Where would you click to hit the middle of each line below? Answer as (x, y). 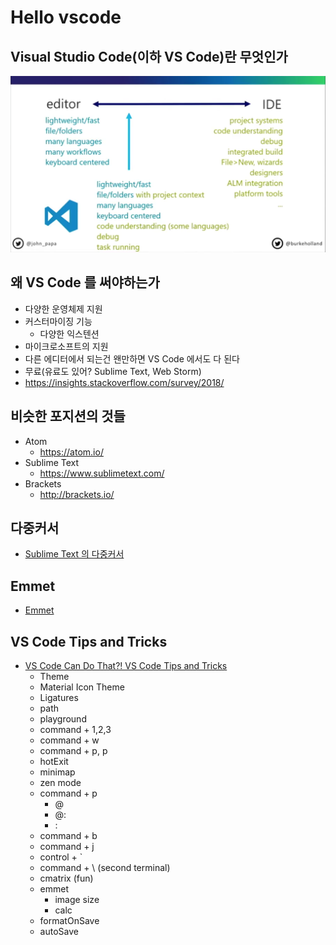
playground (63, 719)
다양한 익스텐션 (69, 333)
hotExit (54, 762)
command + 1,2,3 (75, 730)
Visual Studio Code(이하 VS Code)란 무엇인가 (149, 56)
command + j (67, 847)
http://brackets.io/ (77, 494)
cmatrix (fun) (66, 878)
